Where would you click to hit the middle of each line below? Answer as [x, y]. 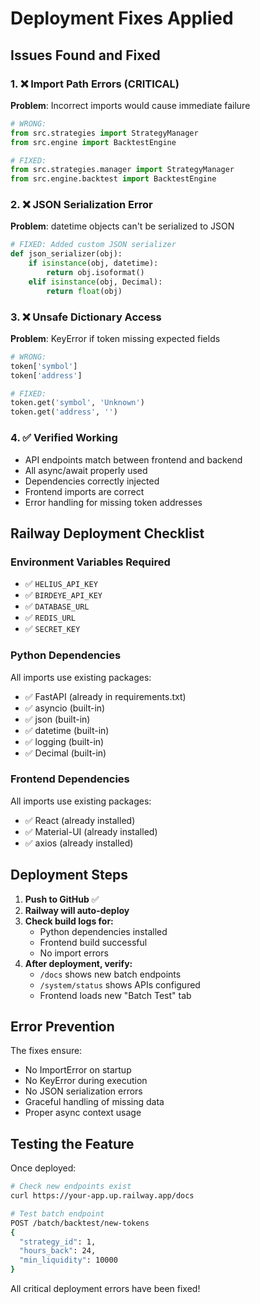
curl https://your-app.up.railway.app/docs [102, 1196]
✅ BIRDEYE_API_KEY [63, 595]
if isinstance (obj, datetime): [93, 263]
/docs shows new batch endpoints [110, 974]
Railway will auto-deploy [77, 910]
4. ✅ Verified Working [64, 438]
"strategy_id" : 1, [58, 1242]
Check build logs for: [69, 921]
